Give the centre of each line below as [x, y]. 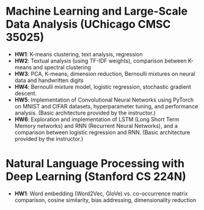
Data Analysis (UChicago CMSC [88, 24]
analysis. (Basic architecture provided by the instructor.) [85, 113]
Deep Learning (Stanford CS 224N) [96, 177]
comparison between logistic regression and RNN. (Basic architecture [102, 132]
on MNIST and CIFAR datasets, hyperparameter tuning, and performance [106, 106]
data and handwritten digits [49, 80]
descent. [26, 93]
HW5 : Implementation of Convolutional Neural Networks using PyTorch [104, 100]
